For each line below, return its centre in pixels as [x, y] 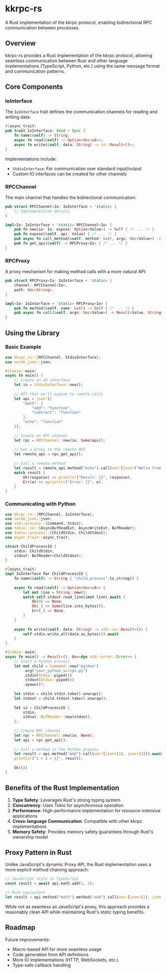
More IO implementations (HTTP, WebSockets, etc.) [65, 960]
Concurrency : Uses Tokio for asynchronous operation [68, 805]
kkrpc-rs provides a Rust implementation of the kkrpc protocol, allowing [79, 55]
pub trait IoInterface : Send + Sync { [45, 131]
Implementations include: [31, 159]
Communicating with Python [41, 504]
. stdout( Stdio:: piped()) [49, 680]
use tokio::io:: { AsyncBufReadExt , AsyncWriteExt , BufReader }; [71, 528]
